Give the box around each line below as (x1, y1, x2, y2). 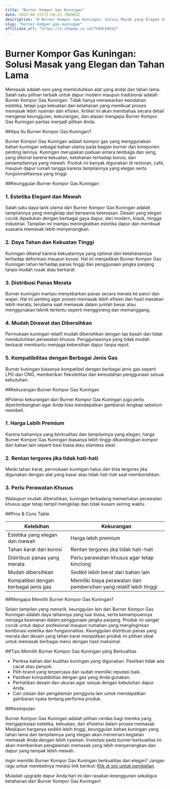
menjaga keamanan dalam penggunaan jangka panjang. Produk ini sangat (5, 617, 159, 623)
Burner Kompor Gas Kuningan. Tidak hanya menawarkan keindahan (5, 97, 147, 103)
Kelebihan (24, 523, 50, 530)
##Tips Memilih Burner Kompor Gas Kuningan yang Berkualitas (5, 648, 137, 654)
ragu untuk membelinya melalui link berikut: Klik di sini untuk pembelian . (5, 763, 156, 769)
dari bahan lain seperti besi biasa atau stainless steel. (5, 442, 117, 448)
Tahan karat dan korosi (8, 546, 62, 553)
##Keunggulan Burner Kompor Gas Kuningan (5, 180, 99, 186)
